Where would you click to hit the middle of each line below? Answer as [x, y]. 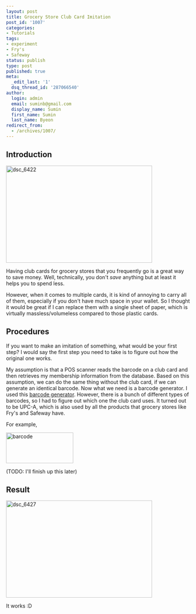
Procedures [28, 332]
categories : [20, 28]
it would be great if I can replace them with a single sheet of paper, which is [97, 307]
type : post [19, 66]
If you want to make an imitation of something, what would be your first [92, 346]
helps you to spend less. [35, 283]
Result [18, 489]
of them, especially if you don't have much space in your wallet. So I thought [98, 301]
